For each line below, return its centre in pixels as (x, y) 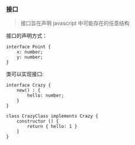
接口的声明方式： (27, 36)
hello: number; (46, 95)
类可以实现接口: (25, 74)
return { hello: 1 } (52, 127)
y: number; (30, 57)
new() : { (29, 90)
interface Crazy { (28, 85)
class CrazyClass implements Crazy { (52, 116)
